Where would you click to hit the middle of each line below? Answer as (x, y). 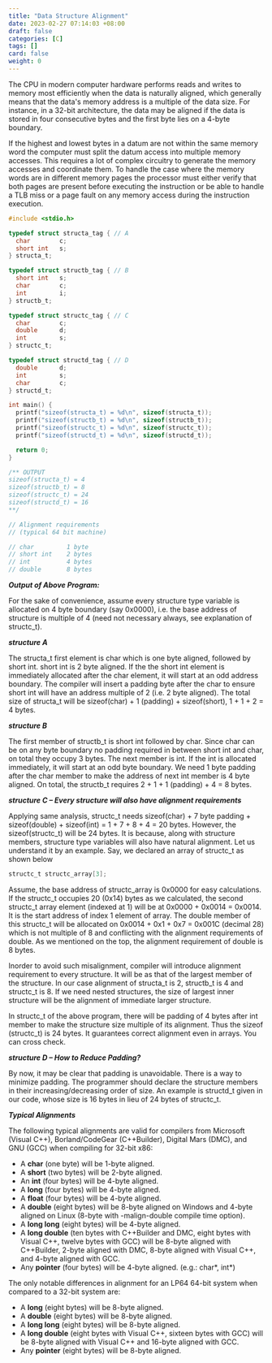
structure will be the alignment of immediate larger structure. (110, 1000)
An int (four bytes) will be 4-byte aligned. (89, 1181)
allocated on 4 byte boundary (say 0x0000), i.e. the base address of (123, 609)
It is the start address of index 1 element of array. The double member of (130, 915)
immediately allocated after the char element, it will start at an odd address (133, 675)
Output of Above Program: (54, 585)
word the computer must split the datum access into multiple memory (125, 152)
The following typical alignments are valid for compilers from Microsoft (127, 1131)
